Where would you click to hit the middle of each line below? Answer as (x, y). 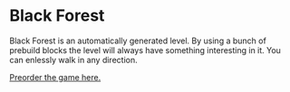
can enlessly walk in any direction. (73, 60)
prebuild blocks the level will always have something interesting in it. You (145, 50)
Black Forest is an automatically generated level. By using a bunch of (138, 41)
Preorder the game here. (55, 77)
